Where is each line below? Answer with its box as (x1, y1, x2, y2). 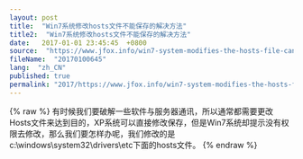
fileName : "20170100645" (9, 55, 106, 64)
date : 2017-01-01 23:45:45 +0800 (9, 38, 147, 48)
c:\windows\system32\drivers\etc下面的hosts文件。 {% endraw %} (9, 139, 258, 150)
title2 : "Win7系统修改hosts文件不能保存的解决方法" (9, 30, 191, 39)
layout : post (9, 13, 59, 22)
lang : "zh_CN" (9, 64, 67, 73)
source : (9, 47, 39, 56)
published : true (9, 72, 70, 81)
